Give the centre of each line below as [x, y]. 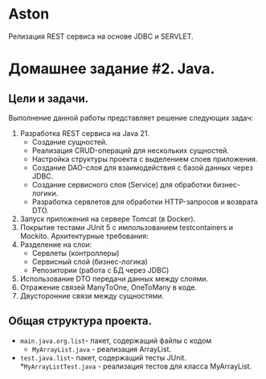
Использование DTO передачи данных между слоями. [114, 278]
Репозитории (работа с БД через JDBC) [100, 270]
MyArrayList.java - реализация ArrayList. [101, 349]
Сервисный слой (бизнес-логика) [90, 262]
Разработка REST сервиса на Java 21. [85, 133]
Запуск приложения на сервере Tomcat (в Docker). [108, 219]
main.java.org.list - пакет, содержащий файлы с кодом [116, 340]
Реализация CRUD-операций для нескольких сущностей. [130, 150]
